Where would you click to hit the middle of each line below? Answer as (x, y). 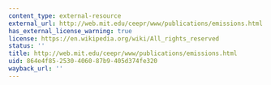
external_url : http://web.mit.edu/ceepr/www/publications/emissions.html (136, 23)
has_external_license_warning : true (70, 31)
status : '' (27, 46)
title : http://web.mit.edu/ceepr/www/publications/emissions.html (123, 53)
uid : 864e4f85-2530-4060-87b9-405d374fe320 (83, 62)
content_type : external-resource (65, 16)
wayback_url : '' (36, 69)
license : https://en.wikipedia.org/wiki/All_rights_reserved (114, 38)
